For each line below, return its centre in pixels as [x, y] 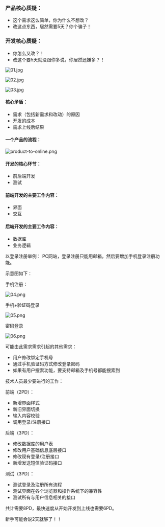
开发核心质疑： [24, 41]
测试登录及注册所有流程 [37, 485]
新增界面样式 [26, 403]
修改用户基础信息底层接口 [39, 450]
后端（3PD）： [20, 432]
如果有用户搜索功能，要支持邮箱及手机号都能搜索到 [66, 370]
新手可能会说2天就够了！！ [34, 519]
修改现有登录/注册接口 [36, 456]
